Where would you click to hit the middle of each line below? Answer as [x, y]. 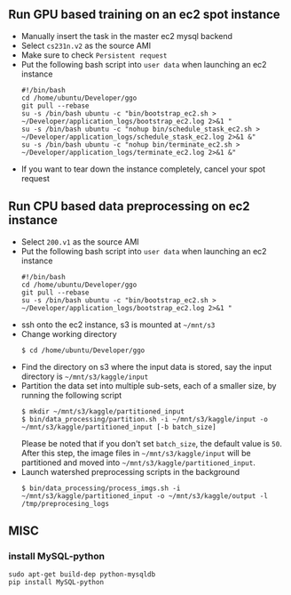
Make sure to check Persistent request [94, 55]
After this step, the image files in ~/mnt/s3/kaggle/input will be [136, 453]
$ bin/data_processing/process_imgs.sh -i [101, 488]
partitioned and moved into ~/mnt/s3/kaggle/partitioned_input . [138, 462]
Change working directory [69, 334]
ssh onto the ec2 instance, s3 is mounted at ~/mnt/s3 [118, 325]
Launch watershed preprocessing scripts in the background [130, 471]
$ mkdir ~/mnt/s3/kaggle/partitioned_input [103, 411]
